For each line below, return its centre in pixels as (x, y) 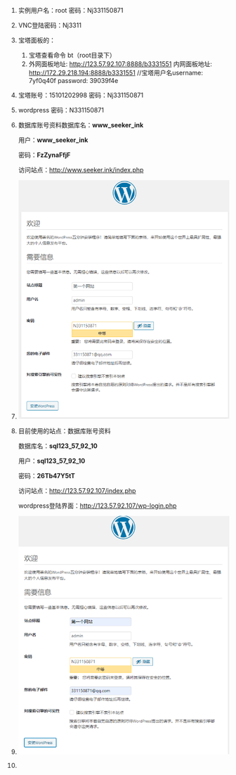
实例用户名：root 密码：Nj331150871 (71, 10)
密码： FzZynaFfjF (44, 155)
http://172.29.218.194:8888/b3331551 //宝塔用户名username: (116, 73)
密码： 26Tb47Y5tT (47, 475)
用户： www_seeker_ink (53, 140)
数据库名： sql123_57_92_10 (58, 446)
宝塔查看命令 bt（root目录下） (72, 55)
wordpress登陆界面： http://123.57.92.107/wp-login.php (97, 506)
